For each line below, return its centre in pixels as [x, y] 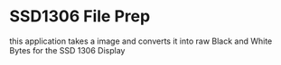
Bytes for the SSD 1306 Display [67, 50]
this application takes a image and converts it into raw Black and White [141, 41]
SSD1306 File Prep [80, 16]
